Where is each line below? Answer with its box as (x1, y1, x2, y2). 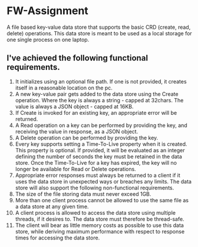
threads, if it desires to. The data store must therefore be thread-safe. (15, 215, 184, 222)
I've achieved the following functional (6, 53, 148, 63)
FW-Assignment (6, 4, 89, 18)
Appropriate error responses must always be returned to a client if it (15, 172, 180, 179)
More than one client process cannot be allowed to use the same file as (15, 196, 189, 203)
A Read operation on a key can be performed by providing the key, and (15, 122, 187, 129)
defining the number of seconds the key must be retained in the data (15, 153, 182, 160)
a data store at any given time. (15, 203, 89, 210)
